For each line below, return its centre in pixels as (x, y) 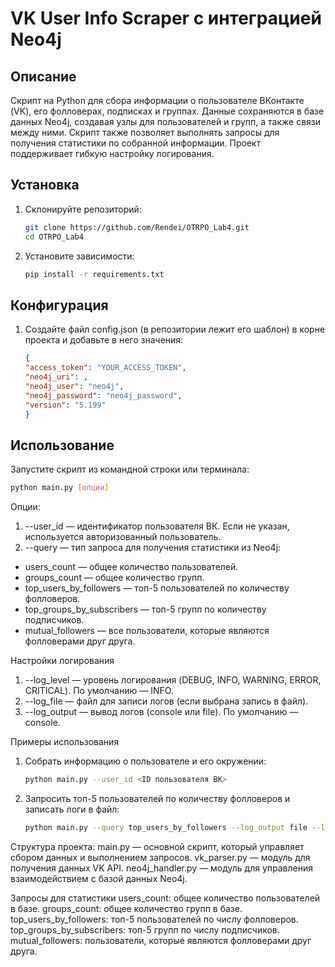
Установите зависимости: (79, 256)
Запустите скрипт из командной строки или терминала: (130, 469)
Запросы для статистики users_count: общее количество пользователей (165, 898)
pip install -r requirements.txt (94, 274)
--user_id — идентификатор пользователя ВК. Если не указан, (157, 526)
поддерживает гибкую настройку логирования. (112, 153)
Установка (45, 185)
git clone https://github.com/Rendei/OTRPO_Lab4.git (137, 227)
